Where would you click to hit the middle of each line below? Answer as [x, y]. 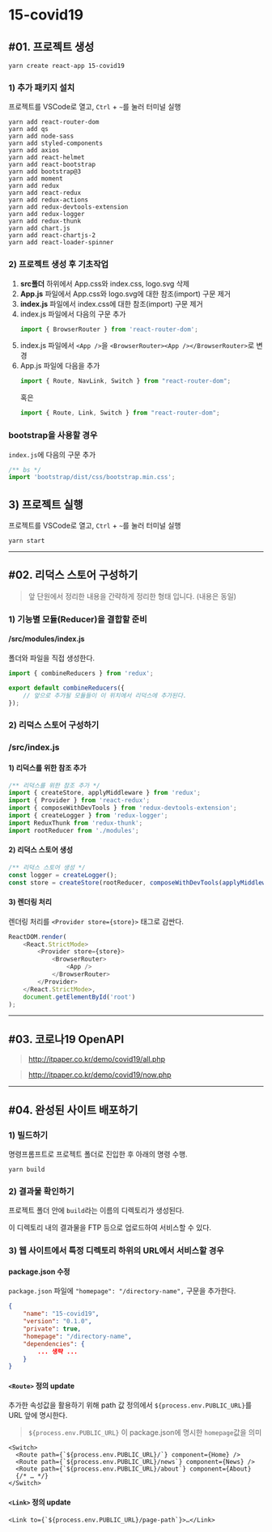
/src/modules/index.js [47, 639]
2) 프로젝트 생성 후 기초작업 [59, 265]
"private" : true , [52, 1329]
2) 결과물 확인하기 [41, 1191]
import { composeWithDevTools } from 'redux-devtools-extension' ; [123, 808]
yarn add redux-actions [49, 200]
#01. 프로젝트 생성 [51, 47]
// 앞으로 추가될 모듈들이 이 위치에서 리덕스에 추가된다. [105, 695]
